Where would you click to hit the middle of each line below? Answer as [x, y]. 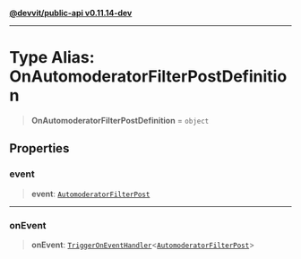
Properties [39, 148]
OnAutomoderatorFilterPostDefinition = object [120, 120]
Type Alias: [52, 58]
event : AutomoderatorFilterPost [90, 194]
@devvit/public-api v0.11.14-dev [71, 13]
